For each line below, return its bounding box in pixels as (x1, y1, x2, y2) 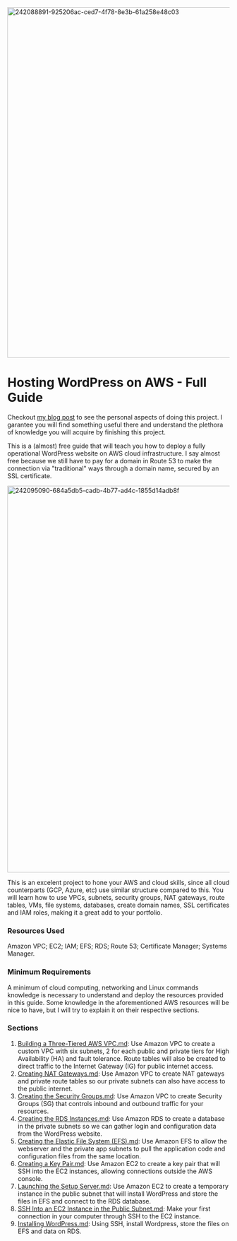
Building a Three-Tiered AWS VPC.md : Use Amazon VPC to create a (17, 1039, 216, 1047)
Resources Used (7, 925, 65, 935)
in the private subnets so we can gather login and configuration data (17, 1122, 217, 1130)
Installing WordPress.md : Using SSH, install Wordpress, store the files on (17, 1219, 229, 1228)
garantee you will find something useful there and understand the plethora (7, 420, 224, 429)
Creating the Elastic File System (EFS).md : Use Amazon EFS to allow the (17, 1136, 228, 1145)
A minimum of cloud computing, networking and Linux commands (7, 983, 199, 992)
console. (17, 1174, 43, 1182)
